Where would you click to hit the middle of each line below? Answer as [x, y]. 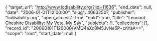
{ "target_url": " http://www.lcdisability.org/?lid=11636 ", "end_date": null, [79, 7]
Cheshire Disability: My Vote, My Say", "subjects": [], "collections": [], [77, 23]
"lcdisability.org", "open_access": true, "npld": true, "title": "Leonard [75, 18]
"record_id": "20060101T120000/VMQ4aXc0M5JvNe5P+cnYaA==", [75, 28]
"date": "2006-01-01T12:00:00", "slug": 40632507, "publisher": [70, 12]
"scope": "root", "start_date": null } [41, 33]
